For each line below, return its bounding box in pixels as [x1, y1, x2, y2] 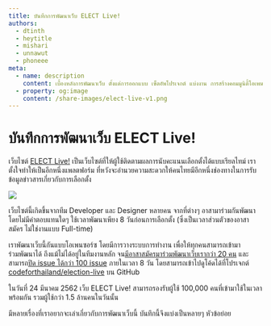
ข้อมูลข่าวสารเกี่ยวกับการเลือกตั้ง [8, 174, 92, 184]
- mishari [15, 42, 48, 50]
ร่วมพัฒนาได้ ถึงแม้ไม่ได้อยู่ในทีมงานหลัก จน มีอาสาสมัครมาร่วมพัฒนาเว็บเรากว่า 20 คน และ [8, 249, 249, 259]
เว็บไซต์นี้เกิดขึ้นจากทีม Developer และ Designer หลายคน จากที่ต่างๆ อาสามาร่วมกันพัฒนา [8, 206, 256, 215]
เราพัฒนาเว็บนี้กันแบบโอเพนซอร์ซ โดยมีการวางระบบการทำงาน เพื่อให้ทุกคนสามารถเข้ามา [8, 240, 241, 250]
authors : [8, 19, 38, 27]
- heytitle [15, 34, 52, 43]
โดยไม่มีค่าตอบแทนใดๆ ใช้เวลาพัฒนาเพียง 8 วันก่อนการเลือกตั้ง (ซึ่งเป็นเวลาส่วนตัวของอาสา [8, 215, 250, 224]
